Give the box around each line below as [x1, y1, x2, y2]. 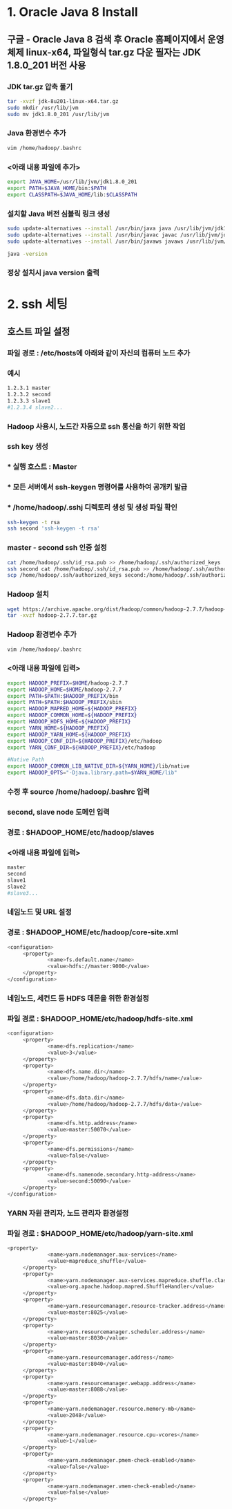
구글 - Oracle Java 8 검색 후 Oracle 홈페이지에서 [7, 33, 206, 45]
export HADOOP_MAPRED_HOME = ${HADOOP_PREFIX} [7, 705, 137, 712]
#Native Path [7, 757, 45, 763]
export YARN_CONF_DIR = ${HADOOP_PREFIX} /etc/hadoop [7, 744, 156, 751]
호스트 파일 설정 [7, 326, 70, 337]
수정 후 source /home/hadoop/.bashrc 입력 [7, 786, 151, 796]
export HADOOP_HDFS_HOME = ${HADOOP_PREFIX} [7, 719, 131, 725]
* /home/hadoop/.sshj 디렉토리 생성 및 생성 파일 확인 [7, 503, 177, 512]
